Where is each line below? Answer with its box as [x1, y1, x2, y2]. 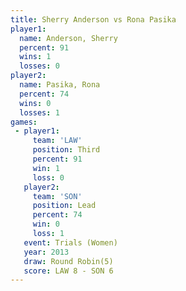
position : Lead [32, 201, 97, 211]
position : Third [32, 145, 101, 155]
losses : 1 [19, 107, 60, 118]
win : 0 [32, 219, 60, 230]
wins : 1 [19, 52, 52, 62]
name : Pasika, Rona [19, 80, 101, 90]
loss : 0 [32, 172, 65, 183]
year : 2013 [23, 247, 70, 257]
